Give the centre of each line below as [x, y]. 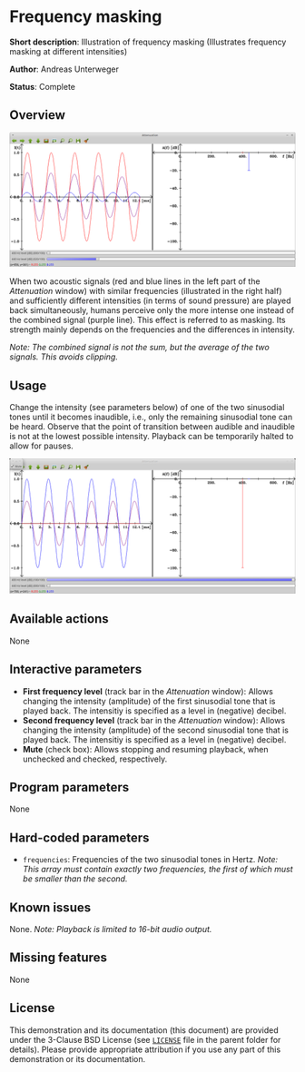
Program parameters [69, 787]
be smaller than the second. [75, 879]
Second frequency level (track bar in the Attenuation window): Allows [154, 720]
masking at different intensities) [69, 51]
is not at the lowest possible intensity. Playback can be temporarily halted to [152, 437]
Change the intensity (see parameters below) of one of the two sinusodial [147, 408]
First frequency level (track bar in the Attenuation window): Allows [148, 691]
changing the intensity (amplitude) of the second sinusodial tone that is [155, 730]
